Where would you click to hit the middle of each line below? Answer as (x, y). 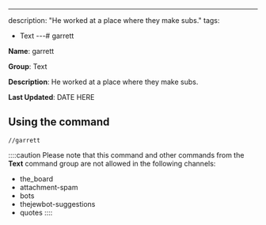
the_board (36, 178)
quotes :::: (36, 212)
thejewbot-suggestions (57, 204)
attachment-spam (49, 187)
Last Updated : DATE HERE (51, 97)
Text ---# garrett (47, 36)
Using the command (59, 122)
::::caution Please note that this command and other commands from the (126, 154)
